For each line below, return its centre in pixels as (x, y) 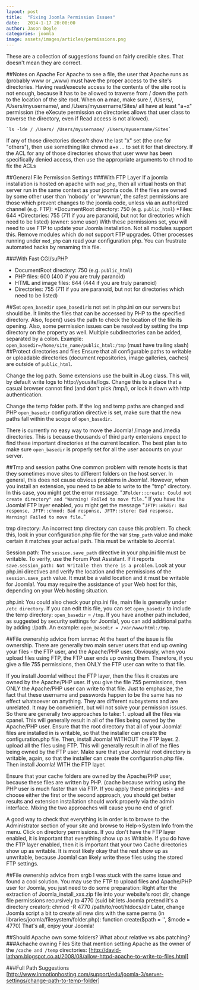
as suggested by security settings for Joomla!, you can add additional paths (99, 621)
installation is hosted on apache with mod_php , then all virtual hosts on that (96, 184)
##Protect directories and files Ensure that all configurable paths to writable (99, 351)
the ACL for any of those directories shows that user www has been (89, 153)
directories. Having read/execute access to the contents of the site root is (96, 87)
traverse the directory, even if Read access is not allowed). (78, 119)
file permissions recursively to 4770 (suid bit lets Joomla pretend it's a (92, 900)
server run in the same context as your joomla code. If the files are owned (97, 190)
